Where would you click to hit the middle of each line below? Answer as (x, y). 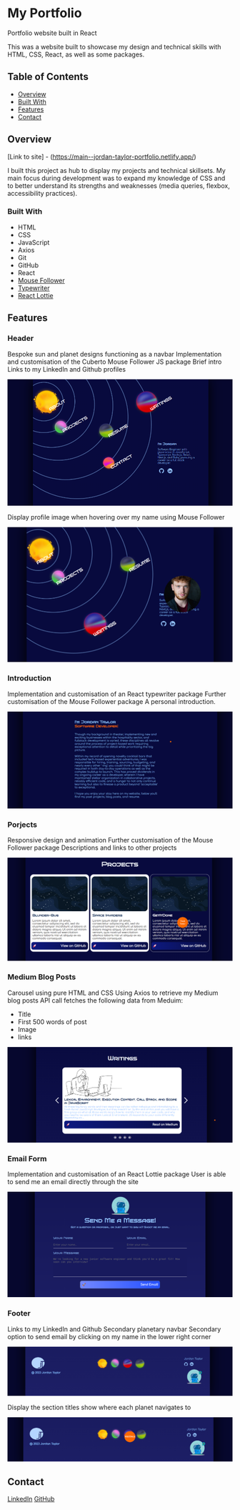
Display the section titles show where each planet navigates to (99, 1407)
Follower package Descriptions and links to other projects (92, 848)
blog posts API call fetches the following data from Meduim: (95, 1000)
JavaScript (34, 242)
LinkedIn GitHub (31, 1499)
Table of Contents (48, 77)
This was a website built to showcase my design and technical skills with (114, 46)
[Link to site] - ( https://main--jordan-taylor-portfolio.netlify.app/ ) (102, 157)
